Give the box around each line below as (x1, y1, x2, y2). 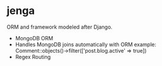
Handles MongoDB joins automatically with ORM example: (15, 41, 157, 48)
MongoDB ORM (15, 34, 54, 41)
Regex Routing (15, 53, 51, 60)
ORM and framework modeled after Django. (6, 23, 113, 30)
